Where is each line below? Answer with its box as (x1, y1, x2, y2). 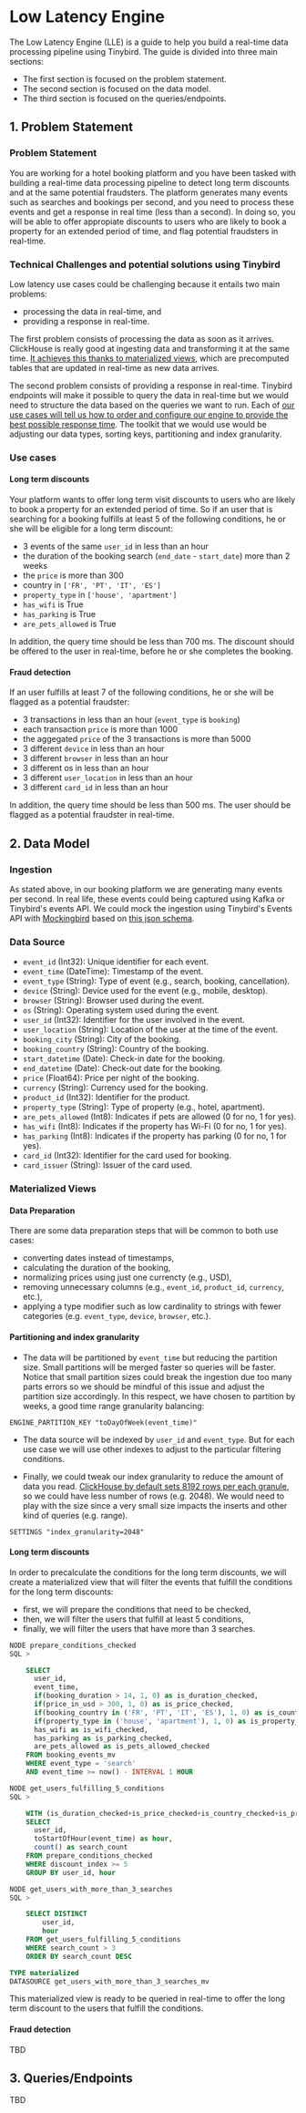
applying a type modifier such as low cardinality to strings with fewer (22, 1301, 282, 1312)
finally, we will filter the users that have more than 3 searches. (22, 1623, 256, 1634)
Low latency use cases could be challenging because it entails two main (9, 278, 280, 289)
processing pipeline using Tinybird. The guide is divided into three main (9, 46, 278, 57)
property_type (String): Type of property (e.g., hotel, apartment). (22, 1101, 266, 1113)
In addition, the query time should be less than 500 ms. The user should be (9, 799, 291, 810)
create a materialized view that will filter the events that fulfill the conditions (9, 1576, 293, 1587)
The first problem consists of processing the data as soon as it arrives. (9, 333, 275, 344)
